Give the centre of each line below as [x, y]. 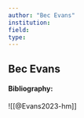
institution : [29, 23]
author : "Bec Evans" [42, 15]
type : [17, 37]
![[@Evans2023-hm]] [42, 105]
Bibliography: [31, 89]
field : [19, 30]
